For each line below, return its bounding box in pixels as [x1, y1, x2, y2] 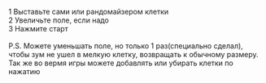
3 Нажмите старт [8, 24, 69, 33]
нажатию [8, 67, 41, 76]
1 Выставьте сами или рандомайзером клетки [8, 7, 169, 16]
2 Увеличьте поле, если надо [8, 15, 110, 25]
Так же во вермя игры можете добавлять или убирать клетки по [8, 58, 233, 68]
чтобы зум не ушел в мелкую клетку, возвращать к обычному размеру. [8, 50, 259, 59]
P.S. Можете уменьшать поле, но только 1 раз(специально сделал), [8, 41, 244, 51]
